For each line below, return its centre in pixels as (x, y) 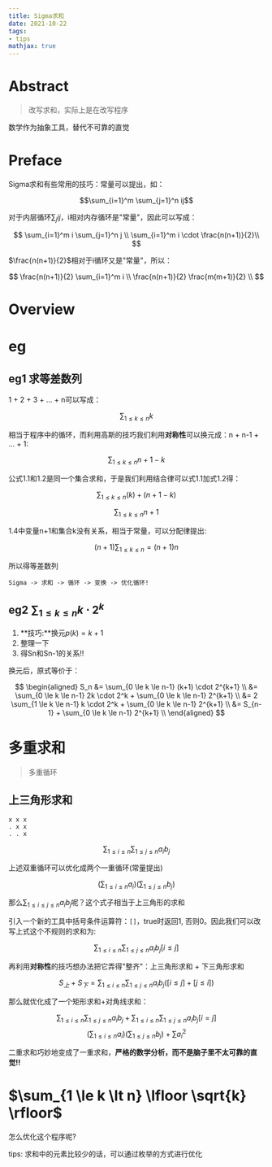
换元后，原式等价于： (44, 670)
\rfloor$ (35, 1113)
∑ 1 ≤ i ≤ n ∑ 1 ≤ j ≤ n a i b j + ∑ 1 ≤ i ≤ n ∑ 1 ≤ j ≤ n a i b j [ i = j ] (136, 1019)
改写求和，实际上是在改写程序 (78, 110)
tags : (17, 31)
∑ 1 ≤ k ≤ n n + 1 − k (136, 460)
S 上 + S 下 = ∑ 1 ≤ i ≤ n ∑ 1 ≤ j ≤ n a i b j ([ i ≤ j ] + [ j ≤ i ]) (136, 983)
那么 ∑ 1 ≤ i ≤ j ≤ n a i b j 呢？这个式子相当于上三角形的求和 (97, 904)
